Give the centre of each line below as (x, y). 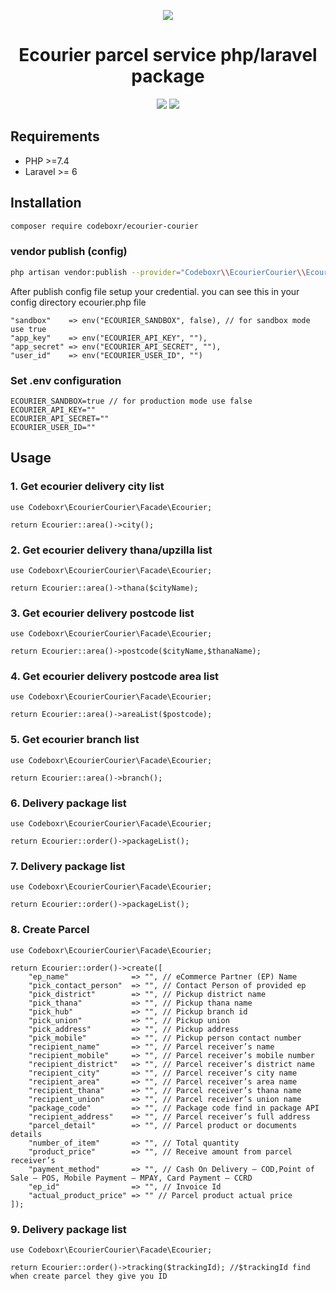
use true (28, 329)
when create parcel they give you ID (89, 1276)
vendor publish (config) (69, 252)
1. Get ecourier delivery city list (87, 487)
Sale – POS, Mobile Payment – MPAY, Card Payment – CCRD (131, 1178)
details (26, 1134)
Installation (46, 203)
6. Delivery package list (68, 803)
